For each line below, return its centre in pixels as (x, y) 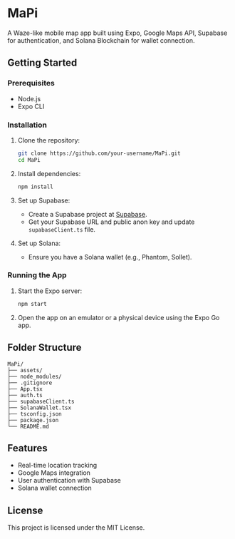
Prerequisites (31, 83)
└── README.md (28, 426)
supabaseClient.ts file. (62, 229)
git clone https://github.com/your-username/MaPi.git (99, 153)
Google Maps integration (54, 473)
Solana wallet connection (55, 488)
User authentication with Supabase (69, 481)
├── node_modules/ (35, 376)
